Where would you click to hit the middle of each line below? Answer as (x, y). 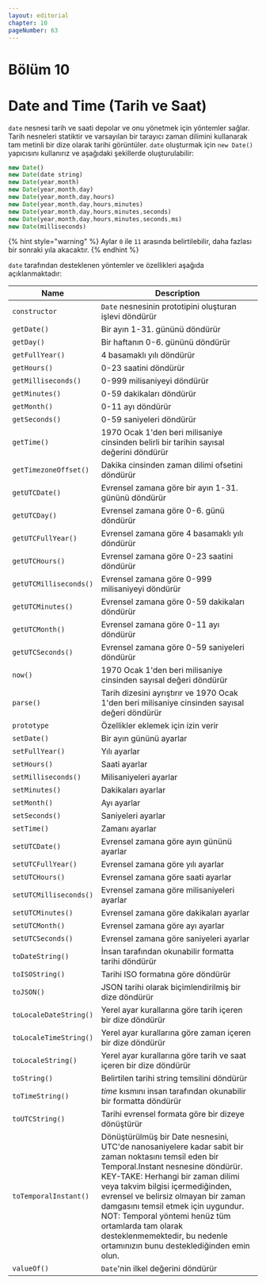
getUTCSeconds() (43, 652)
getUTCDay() (35, 516)
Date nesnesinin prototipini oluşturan (169, 307)
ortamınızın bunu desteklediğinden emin (176, 1246)
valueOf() (30, 1269)
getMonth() (32, 407)
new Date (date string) (46, 175)
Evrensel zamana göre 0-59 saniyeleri (173, 648)
